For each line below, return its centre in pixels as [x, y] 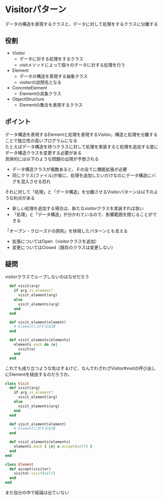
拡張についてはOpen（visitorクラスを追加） [55, 241]
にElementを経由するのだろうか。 [39, 374]
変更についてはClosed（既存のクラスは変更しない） [64, 247]
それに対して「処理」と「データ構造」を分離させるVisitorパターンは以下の [80, 192]
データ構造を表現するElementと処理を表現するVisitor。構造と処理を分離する [81, 134]
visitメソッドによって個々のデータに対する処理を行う [72, 65]
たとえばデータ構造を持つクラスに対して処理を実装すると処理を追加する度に [82, 146]
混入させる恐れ [36, 181]
